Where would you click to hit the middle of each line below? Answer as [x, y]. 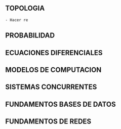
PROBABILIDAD [30, 36]
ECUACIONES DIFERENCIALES [54, 53]
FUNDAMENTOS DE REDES [48, 122]
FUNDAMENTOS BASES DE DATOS [61, 104]
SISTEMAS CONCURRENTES [51, 87]
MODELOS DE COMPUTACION [53, 70]
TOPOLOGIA [25, 8]
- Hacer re [17, 20]
